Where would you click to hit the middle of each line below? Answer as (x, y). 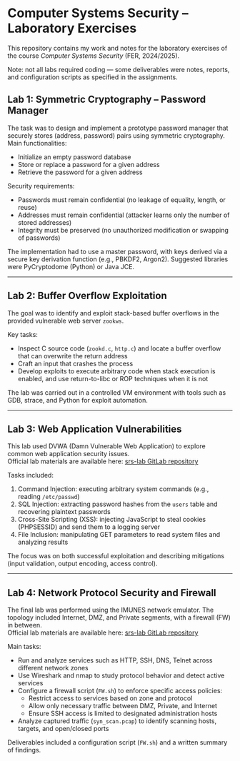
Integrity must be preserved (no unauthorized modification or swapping (123, 230)
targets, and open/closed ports (63, 729)
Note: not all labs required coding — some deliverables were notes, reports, (119, 69)
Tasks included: (30, 475)
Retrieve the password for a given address (80, 172)
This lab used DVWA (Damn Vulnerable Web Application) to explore (106, 446)
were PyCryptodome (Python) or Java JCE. (71, 266)
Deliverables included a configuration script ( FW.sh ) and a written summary (117, 742)
